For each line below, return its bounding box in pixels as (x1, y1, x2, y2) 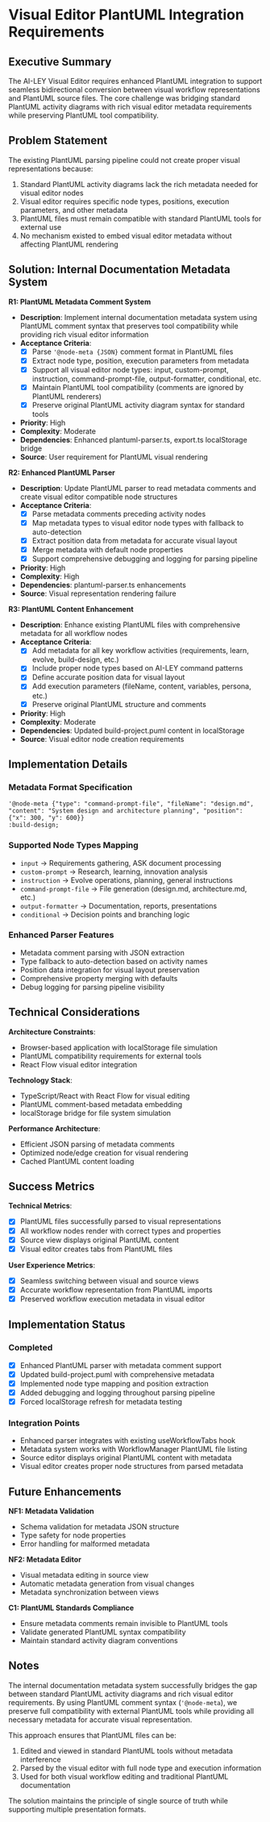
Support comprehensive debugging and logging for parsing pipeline (31, 554, 258, 564)
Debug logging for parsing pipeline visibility (19, 982, 165, 992)
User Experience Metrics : (8, 1260, 95, 1270)
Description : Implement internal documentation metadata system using (19, 312, 258, 322)
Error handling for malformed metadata (19, 1539, 151, 1549)
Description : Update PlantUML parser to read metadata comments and (19, 483, 256, 493)
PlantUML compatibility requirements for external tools (19, 1050, 202, 1061)
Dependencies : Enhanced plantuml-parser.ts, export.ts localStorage (19, 435, 247, 444)
